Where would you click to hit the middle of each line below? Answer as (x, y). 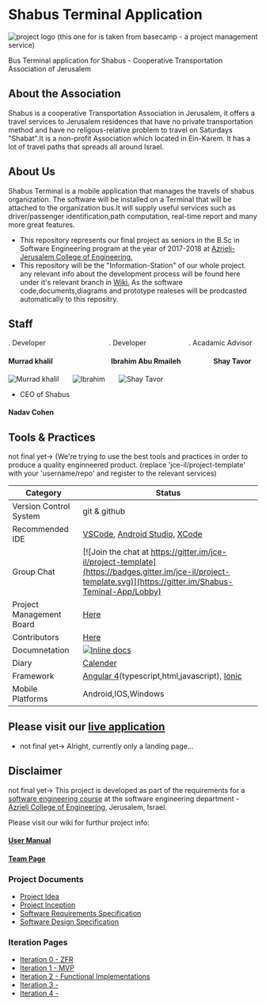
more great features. (42, 225)
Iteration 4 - (39, 993)
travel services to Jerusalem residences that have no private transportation (131, 121)
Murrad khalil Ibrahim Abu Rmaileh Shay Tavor (130, 361)
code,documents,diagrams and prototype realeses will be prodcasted (133, 291)
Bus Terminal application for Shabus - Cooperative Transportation (116, 60)
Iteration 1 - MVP (47, 968)
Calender (100, 663)
